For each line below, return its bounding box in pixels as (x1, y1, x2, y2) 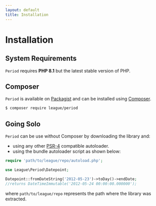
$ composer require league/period (5, 106, 79, 111)
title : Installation (5, 12, 49, 17)
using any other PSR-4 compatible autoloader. (12, 143, 109, 149)
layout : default (5, 7, 40, 13)
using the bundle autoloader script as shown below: (12, 148, 121, 154)
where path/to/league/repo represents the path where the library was (5, 190, 151, 196)
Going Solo (5, 120, 41, 128)
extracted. (5, 196, 27, 202)
